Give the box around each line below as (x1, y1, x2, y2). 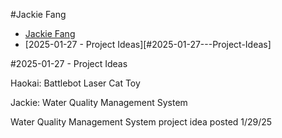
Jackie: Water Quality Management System (10, 97, 188, 108)
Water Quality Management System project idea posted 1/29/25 (10, 116, 273, 128)
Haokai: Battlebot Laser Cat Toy (10, 77, 141, 89)
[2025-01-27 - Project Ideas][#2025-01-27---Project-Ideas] (24, 39, 272, 50)
